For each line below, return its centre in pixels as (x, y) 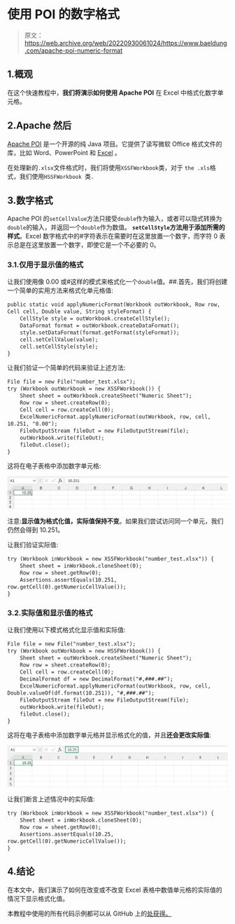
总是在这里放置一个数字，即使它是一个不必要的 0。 (86, 245)
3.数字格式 (30, 200)
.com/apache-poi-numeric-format (73, 51)
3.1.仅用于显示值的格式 (45, 265)
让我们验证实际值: (33, 545)
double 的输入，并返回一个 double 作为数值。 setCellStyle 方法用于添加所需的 (116, 227)
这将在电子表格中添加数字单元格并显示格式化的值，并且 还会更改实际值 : (109, 735)
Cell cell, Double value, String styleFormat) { (79, 312)
